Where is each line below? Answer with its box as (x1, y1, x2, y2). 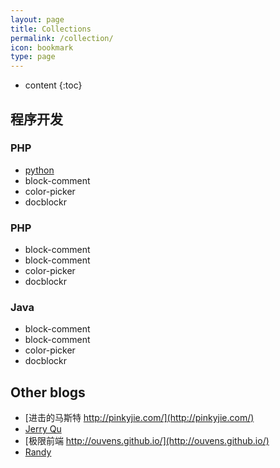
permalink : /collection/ (10, 33, 114, 43)
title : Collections (10, 24, 92, 34)
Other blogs (10, 384, 86, 401)
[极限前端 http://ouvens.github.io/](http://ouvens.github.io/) (24, 435, 270, 447)
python (24, 164, 55, 176)
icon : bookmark (10, 42, 74, 53)
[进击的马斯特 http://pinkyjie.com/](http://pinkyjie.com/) (24, 412, 255, 424)
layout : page (10, 14, 65, 25)
